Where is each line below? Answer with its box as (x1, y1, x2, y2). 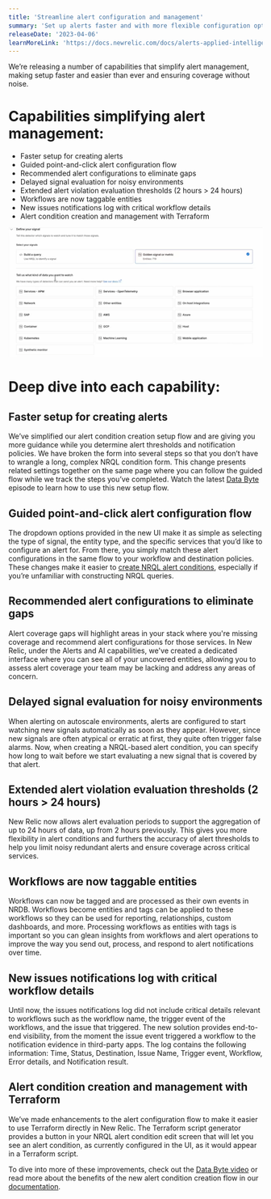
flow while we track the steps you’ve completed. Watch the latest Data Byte (8, 474, 260, 485)
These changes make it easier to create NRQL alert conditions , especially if (8, 562, 258, 572)
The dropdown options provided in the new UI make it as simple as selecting (8, 527, 262, 537)
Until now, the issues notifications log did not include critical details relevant (8, 1006, 261, 1015)
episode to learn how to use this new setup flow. (8, 483, 169, 493)
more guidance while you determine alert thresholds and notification (8, 440, 236, 450)
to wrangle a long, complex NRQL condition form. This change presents (8, 457, 246, 467)
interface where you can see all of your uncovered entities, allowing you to (8, 654, 256, 663)
